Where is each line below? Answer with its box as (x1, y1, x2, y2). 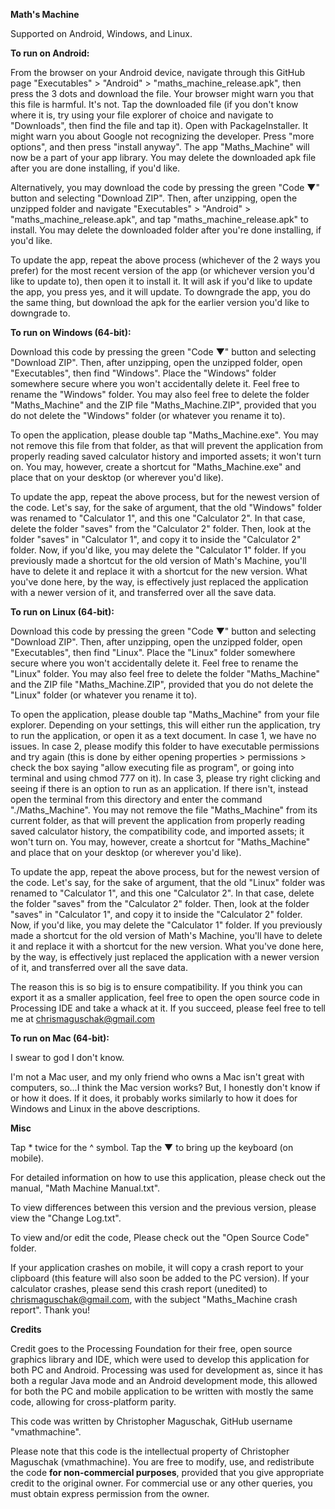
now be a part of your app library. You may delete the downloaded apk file (10, 152, 317, 163)
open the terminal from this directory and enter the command (10, 794, 263, 805)
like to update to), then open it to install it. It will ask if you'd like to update (10, 275, 313, 287)
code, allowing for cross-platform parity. (10, 1396, 177, 1408)
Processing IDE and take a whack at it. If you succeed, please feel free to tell (10, 1002, 326, 1014)
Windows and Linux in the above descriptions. (10, 1103, 201, 1114)
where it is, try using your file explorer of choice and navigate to (10, 109, 274, 121)
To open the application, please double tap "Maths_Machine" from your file (10, 709, 320, 720)
